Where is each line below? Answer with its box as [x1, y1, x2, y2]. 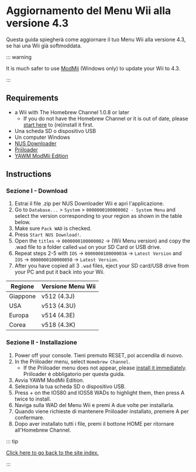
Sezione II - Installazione [6, 338, 77, 347]
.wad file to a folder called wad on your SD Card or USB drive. [14, 244, 161, 251]
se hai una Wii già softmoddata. [6, 42, 82, 49]
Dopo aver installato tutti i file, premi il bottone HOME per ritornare [14, 420, 174, 427]
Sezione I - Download [6, 187, 68, 195]
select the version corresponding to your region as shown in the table [14, 213, 183, 220]
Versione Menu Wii [41, 282, 96, 290]
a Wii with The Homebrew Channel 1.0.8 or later [14, 108, 130, 115]
